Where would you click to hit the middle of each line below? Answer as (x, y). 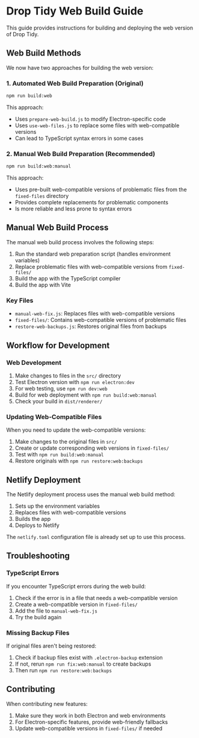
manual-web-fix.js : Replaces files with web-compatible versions (95, 314)
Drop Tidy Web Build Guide (75, 11)
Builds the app (33, 519)
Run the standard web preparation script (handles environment (93, 254)
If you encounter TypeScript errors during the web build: (76, 586)
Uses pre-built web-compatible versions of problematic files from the (101, 190)
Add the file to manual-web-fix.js (56, 611)
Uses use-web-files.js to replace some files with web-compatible (97, 125)
